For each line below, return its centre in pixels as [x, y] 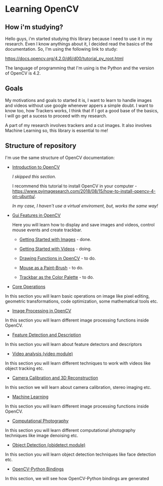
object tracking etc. [25, 368]
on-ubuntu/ [23, 196]
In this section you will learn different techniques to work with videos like [78, 363]
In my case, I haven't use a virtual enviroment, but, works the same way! [85, 205]
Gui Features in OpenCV [36, 215]
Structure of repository [41, 146]
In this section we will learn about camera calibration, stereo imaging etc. [78, 387]
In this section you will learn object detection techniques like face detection [81, 454]
